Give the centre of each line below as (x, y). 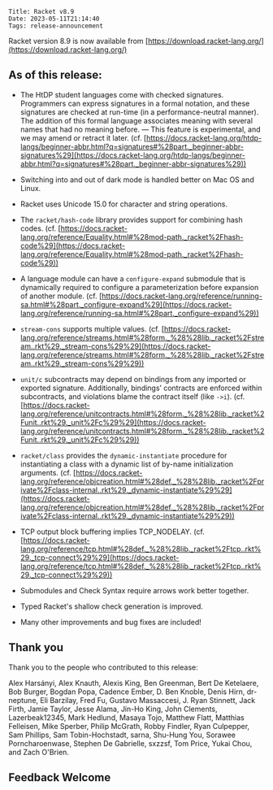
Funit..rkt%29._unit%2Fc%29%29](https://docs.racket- (113, 422)
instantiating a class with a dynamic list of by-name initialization (127, 464)
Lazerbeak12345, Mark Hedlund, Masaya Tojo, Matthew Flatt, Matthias (127, 717)
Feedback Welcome (60, 777)
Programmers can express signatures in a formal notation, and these (135, 103)
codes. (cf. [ (40, 228)
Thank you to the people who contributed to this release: (103, 667)
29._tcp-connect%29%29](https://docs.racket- (100, 558)
